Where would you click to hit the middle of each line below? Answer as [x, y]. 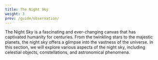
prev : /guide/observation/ [32, 18]
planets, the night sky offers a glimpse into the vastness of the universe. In [79, 42]
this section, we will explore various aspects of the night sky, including [75, 47]
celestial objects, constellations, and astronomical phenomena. [68, 52]
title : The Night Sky [27, 9]
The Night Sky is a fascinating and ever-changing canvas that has [71, 32]
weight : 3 [15, 14]
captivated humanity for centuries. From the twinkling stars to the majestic [79, 37]
